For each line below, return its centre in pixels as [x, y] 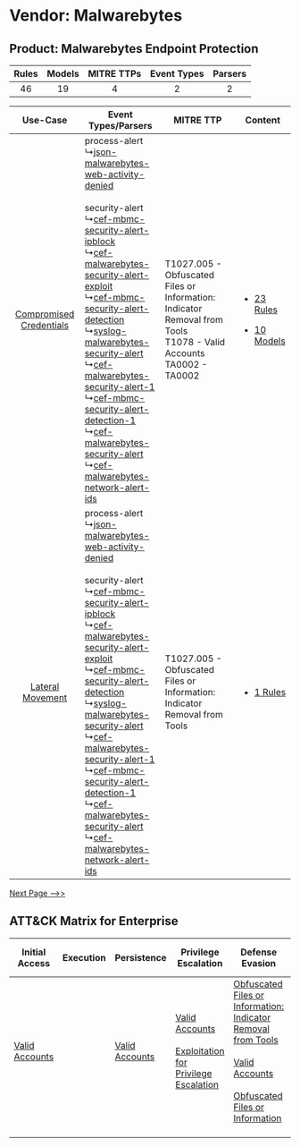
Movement [45, 697]
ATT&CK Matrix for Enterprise [94, 921]
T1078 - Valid [195, 342]
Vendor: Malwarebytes [96, 16]
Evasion [259, 963]
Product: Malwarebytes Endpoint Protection [134, 49]
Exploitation [200, 1050]
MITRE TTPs [115, 74]
